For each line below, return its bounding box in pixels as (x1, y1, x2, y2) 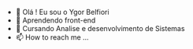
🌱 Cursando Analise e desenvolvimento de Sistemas (15, 24, 185, 33)
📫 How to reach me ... (15, 33, 89, 42)
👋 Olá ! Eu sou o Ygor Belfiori (15, 8, 109, 16)
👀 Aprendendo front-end (15, 16, 96, 25)
